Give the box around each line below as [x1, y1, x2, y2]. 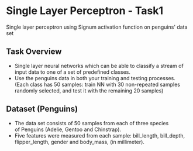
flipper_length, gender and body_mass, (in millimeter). [14, 138, 145, 145]
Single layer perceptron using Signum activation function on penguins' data [6, 23, 188, 30]
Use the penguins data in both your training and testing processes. [14, 74, 175, 81]
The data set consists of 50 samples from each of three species [14, 119, 169, 126]
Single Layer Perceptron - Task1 [6, 4, 164, 18]
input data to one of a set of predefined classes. [14, 68, 130, 75]
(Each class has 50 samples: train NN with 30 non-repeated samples [14, 81, 180, 88]
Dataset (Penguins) [6, 104, 78, 114]
